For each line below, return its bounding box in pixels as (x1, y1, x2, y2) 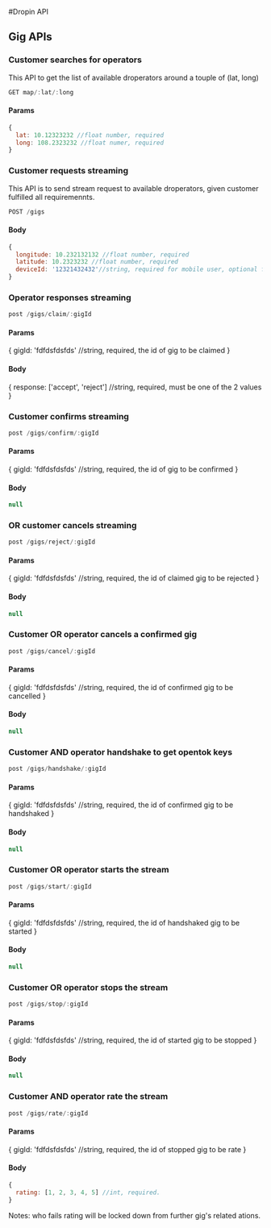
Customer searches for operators (8, 54, 143, 65)
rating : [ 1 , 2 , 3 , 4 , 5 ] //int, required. (15, 1188, 161, 1197)
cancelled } (8, 691, 46, 701)
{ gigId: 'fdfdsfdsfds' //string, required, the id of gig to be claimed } (8, 346, 231, 356)
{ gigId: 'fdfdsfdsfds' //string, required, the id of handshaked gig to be (8, 918, 240, 927)
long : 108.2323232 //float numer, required (15, 139, 164, 147)
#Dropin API (8, 7, 48, 16)
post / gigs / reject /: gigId (8, 538, 95, 547)
